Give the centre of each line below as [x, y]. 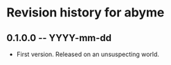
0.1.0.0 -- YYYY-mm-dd [59, 38]
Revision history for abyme [85, 13]
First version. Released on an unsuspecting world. [88, 54]
